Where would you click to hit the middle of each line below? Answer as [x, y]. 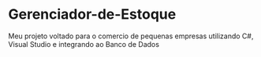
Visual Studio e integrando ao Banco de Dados [84, 44]
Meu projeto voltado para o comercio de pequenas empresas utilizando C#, [131, 36]
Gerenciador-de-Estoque [92, 14]
